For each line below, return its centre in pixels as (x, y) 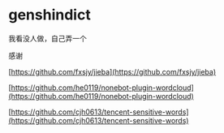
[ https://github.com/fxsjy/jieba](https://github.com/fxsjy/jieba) (112, 71)
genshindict (50, 15)
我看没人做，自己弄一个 (47, 38)
